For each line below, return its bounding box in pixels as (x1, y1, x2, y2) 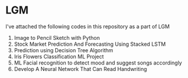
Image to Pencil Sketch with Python (14, 34, 100, 41)
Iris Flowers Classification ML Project (14, 53, 104, 60)
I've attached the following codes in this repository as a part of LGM (5, 23, 170, 30)
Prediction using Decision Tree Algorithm (14, 46, 113, 53)
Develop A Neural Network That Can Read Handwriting (14, 65, 147, 72)
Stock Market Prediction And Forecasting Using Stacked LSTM (14, 40, 166, 48)
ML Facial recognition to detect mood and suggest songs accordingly (14, 59, 183, 66)
